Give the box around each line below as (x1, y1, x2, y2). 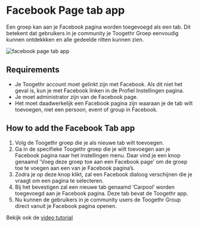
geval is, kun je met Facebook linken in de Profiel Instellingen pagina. (14, 87, 185, 94)
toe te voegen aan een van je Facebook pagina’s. (14, 164, 135, 172)
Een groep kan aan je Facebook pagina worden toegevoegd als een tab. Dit (6, 23, 191, 30)
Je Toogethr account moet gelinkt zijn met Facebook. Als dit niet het (14, 80, 183, 88)
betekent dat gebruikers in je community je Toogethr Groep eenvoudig (6, 29, 179, 36)
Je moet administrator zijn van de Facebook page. (14, 93, 138, 100)
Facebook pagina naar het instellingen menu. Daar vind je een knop (14, 151, 181, 158)
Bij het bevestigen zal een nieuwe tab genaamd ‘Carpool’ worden (14, 183, 175, 191)
